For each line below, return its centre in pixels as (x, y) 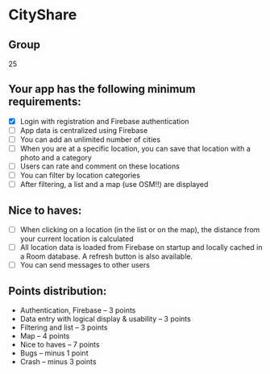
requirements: (45, 102)
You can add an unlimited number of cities (90, 139)
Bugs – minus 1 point (54, 353)
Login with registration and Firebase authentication (104, 121)
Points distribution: (58, 291)
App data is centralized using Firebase (84, 130)
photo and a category (56, 158)
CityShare (43, 15)
